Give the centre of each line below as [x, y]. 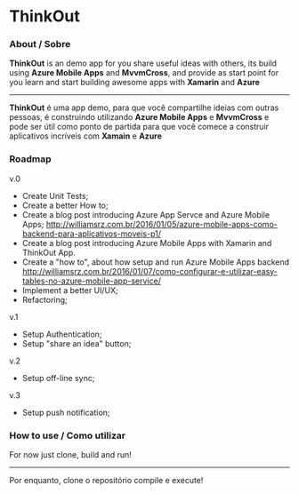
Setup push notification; [66, 412]
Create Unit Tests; [55, 195]
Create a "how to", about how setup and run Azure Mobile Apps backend [156, 262]
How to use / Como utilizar [68, 435]
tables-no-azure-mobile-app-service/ [92, 281]
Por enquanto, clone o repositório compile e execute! [106, 481]
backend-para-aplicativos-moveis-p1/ [92, 234]
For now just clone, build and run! [70, 455]
